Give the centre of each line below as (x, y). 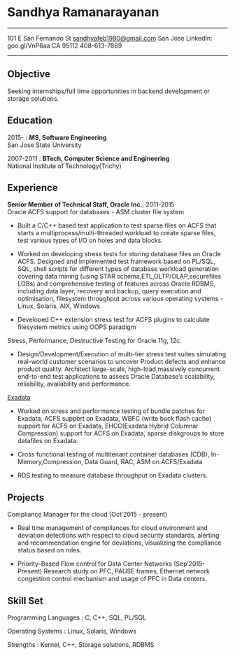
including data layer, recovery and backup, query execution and (109, 291)
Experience (33, 187)
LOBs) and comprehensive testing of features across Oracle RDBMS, (116, 284)
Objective (29, 74)
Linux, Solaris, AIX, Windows (59, 306)
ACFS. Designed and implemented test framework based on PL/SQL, (116, 261)
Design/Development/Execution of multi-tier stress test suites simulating (122, 354)
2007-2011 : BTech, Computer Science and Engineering (88, 158)
